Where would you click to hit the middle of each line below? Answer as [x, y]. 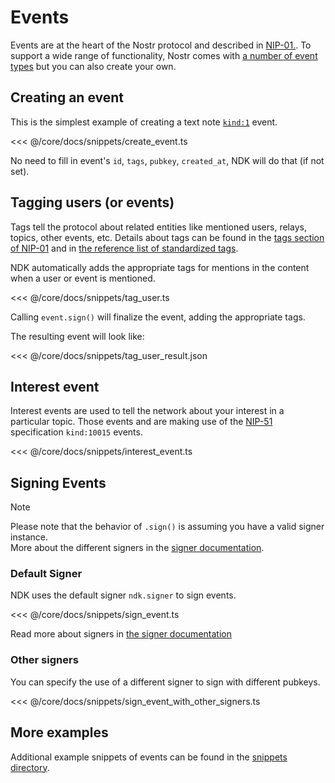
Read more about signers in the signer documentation [121, 634]
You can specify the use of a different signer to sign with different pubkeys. [165, 682]
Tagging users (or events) [92, 202]
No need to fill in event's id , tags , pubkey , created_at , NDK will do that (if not [167, 160]
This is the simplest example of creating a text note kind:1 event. [144, 122]
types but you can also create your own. [93, 66]
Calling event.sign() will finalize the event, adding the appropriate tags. [158, 317]
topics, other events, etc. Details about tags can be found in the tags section [167, 237]
